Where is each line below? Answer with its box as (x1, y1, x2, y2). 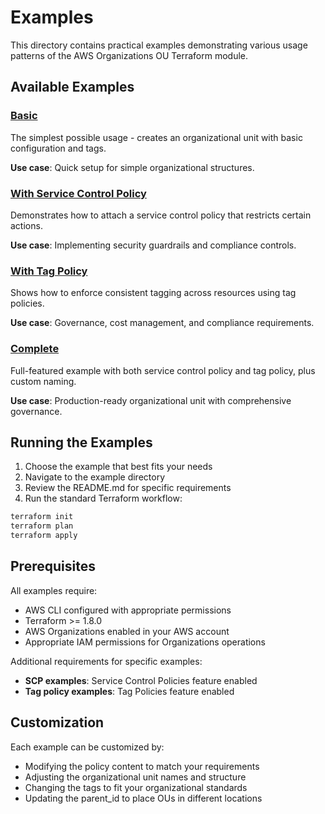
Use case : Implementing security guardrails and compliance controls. (10, 239, 297, 251)
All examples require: (10, 584, 98, 596)
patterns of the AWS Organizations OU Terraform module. (10, 49, 249, 61)
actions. (10, 219, 43, 231)
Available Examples (10, 79, 135, 96)
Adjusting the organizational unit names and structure (24, 771, 247, 783)
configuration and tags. (10, 142, 107, 154)
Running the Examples (10, 434, 153, 451)
